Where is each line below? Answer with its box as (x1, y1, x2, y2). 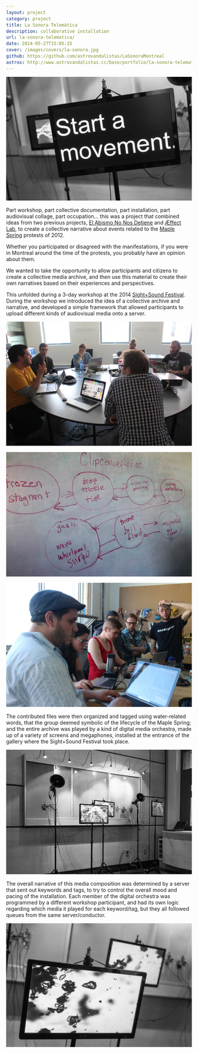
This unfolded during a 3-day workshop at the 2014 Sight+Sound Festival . (6, 291, 186, 298)
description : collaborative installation (6, 28, 110, 34)
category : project (6, 15, 51, 22)
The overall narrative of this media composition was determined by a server (6, 880, 190, 887)
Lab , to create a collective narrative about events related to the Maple (6, 225, 175, 233)
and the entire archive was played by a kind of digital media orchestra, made (6, 725, 192, 732)
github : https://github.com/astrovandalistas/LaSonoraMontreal (6, 53, 165, 59)
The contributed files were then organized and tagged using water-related (6, 713, 186, 720)
